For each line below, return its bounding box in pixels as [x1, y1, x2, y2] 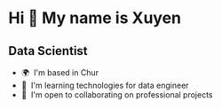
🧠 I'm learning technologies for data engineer [20, 80, 189, 90]
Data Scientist [8, 43, 88, 58]
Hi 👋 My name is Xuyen [8, 8, 182, 28]
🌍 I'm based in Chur [20, 67, 99, 78]
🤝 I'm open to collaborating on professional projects [20, 90, 213, 100]
